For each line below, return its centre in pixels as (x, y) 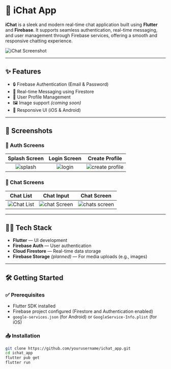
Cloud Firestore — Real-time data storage (57, 251)
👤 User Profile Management (42, 97)
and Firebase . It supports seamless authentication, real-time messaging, (81, 30)
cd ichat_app (19, 353)
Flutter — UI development (40, 240)
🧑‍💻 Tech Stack (29, 228)
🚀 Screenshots (29, 131)
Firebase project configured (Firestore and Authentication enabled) (83, 311)
